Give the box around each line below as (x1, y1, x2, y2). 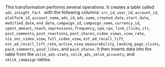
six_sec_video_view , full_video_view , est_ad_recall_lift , (5, 35, 125, 41)
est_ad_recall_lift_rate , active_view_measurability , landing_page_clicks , (5, 41, 160, 46)
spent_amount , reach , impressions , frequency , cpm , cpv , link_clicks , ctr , (5, 25, 151, 31)
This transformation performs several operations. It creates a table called (5, 4, 155, 10)
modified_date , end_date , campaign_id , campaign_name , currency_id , (5, 20, 141, 26)
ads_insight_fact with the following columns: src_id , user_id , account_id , (5, 9, 159, 15)
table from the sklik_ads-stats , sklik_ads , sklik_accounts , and (5, 51, 135, 57)
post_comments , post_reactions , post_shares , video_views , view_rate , (5, 31, 145, 36)
